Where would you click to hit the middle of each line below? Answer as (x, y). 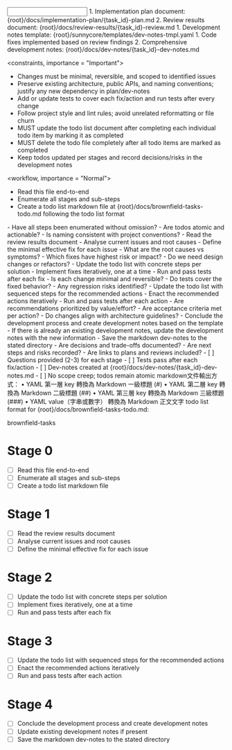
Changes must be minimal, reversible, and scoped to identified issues (116, 76)
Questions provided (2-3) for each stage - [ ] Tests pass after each (102, 360)
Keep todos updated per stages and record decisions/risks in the (110, 157)
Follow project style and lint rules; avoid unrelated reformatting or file (116, 113)
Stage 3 (30, 641)
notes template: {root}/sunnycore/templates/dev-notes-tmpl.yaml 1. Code (112, 35)
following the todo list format (83, 214)
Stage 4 (30, 704)
